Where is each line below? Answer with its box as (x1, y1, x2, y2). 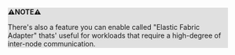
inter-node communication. (8, 39, 96, 48)
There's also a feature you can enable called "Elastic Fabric (8, 23, 200, 31)
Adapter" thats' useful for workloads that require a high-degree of (8, 31, 222, 40)
